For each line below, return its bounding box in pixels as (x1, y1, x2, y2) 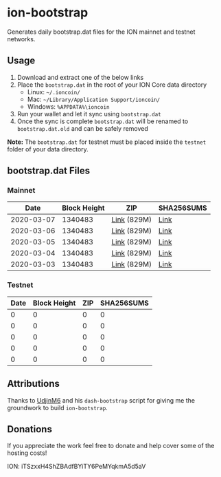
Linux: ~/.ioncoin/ (27, 87, 80, 96)
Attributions (7, 378, 60, 390)
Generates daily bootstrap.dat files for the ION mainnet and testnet (7, 28, 196, 36)
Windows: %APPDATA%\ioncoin (27, 102, 110, 111)
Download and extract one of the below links (16, 73, 144, 81)
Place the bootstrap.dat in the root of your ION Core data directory (16, 81, 207, 89)
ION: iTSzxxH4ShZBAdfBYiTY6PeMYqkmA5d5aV (7, 463, 146, 471)
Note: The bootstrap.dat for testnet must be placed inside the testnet (7, 138, 207, 146)
